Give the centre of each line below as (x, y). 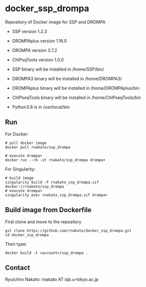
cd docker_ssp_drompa (27, 235)
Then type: (16, 244)
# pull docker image (26, 143)
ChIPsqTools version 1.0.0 (38, 59)
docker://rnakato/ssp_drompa (35, 186)
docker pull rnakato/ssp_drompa (38, 147)
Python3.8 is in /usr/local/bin (41, 107)
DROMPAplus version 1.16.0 (39, 41)
